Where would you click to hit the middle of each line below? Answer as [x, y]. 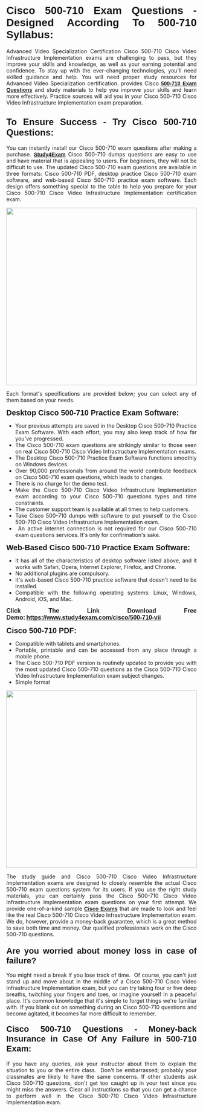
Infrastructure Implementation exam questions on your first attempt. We [101, 902]
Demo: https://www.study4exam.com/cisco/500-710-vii [84, 617]
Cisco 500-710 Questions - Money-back [101, 1029]
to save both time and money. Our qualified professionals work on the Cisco [101, 928]
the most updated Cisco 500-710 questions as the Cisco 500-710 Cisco [106, 669]
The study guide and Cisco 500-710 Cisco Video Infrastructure [101, 876]
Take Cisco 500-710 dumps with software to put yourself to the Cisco [106, 515]
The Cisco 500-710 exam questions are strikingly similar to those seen [106, 445]
